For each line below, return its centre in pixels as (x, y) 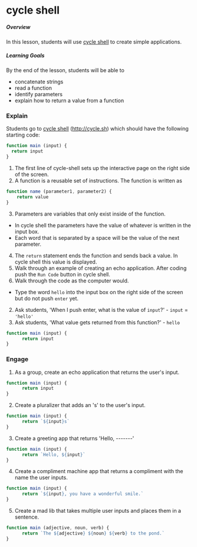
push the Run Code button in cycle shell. (62, 274)
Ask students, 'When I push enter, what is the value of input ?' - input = (101, 310)
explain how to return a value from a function (69, 100)
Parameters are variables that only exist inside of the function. (90, 214)
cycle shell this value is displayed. (56, 262)
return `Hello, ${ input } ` (53, 455)
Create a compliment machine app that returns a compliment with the (99, 471)
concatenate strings (39, 82)
